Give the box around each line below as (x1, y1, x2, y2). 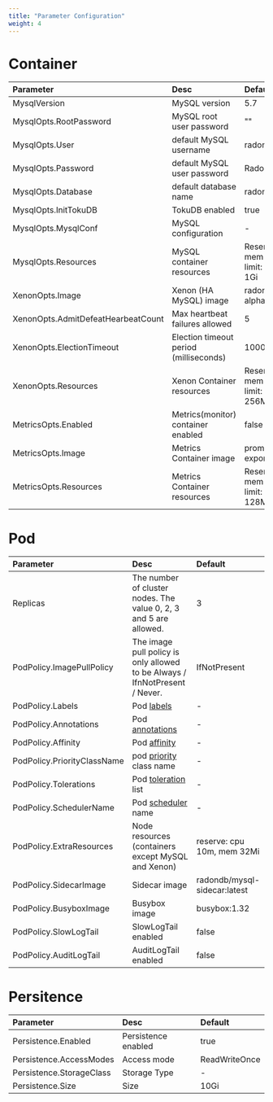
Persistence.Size (12, 1080, 76, 1091)
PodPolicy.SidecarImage (12, 880, 106, 891)
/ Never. (132, 687, 162, 698)
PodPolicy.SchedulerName (12, 802, 115, 814)
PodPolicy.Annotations (12, 719, 99, 730)
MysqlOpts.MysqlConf (12, 223, 98, 234)
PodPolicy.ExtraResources (12, 841, 114, 852)
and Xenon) (132, 861, 177, 872)
